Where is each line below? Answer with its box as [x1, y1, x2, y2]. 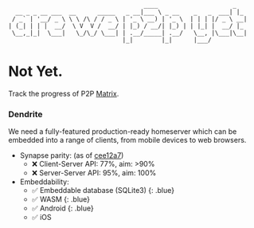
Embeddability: [19, 177, 69, 187]
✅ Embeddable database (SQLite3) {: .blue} [31, 186, 175, 195]
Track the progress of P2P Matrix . [8, 88, 119, 98]
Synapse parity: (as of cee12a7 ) [19, 151, 124, 160]
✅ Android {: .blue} [31, 203, 94, 213]
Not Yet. [8, 62, 64, 81]
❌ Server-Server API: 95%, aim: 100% [31, 168, 157, 178]
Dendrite [8, 108, 43, 120]
